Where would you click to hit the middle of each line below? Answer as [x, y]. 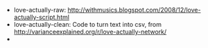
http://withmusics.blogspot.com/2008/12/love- [134, 10]
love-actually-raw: [40, 10]
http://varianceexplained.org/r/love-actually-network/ [90, 32]
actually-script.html [41, 17]
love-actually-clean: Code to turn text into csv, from [87, 24]
